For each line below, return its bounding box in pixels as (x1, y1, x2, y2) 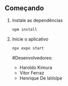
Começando (5, 4, 44, 12)
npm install (12, 27, 37, 32)
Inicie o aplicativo (12, 36, 49, 42)
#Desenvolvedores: (12, 54, 53, 60)
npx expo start (12, 45, 44, 50)
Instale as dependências (12, 17, 63, 23)
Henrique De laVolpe (19, 75, 62, 81)
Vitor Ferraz (19, 69, 44, 75)
